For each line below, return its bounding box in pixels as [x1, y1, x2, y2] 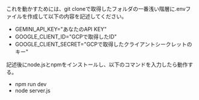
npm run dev [14, 81, 47, 87]
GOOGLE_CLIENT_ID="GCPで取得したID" [14, 33, 117, 40]
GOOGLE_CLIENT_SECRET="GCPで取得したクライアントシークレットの [14, 41, 192, 48]
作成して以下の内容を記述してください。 [26, 13, 127, 20]
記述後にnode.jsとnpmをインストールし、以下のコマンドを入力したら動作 [6, 61, 188, 68]
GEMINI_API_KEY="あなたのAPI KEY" [14, 26, 107, 33]
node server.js [14, 87, 51, 94]
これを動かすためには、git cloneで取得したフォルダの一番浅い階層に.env [6, 5, 186, 12]
